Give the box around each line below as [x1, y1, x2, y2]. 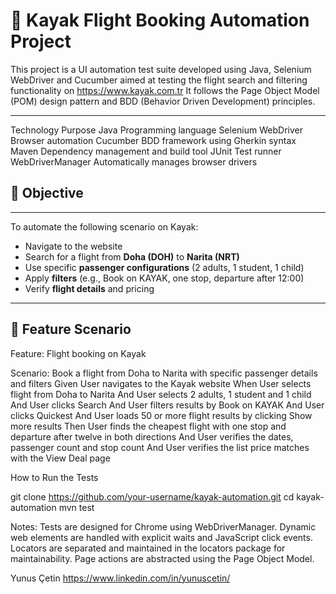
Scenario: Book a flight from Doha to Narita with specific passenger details [10, 367, 318, 379]
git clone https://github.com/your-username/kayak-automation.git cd [10, 490, 295, 503]
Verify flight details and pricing [24, 282, 155, 294]
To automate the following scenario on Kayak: [10, 220, 199, 233]
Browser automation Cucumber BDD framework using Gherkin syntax [10, 134, 297, 146]
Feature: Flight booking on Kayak [10, 347, 147, 359]
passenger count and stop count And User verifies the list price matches [10, 441, 310, 453]
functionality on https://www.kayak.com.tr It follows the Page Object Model [10, 84, 320, 96]
